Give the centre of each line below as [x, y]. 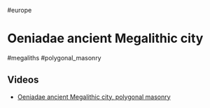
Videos [23, 80]
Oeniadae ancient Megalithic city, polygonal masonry [94, 97]
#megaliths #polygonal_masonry [54, 58]
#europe [20, 10]
